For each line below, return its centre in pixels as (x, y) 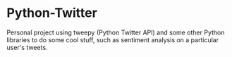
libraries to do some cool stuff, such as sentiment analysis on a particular (113, 39)
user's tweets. (27, 47)
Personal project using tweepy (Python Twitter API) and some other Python (116, 32)
